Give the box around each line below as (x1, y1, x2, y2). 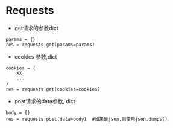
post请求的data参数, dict (14, 97, 76, 104)
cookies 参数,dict (14, 53, 57, 60)
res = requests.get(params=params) (5, 42, 95, 48)
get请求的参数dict (14, 24, 58, 31)
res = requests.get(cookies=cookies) (5, 86, 101, 92)
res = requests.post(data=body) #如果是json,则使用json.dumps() (5, 116, 168, 122)
